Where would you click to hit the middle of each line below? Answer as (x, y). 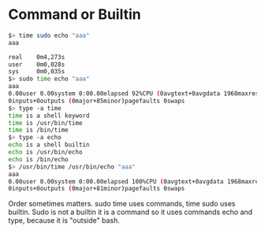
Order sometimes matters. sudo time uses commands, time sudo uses (122, 204)
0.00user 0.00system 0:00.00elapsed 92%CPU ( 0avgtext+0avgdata (114, 94)
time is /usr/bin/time (45, 123)
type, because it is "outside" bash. (64, 220)
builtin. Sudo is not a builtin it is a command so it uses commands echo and (131, 212)
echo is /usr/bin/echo (45, 152)
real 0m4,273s (37, 57)
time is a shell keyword (49, 116)
